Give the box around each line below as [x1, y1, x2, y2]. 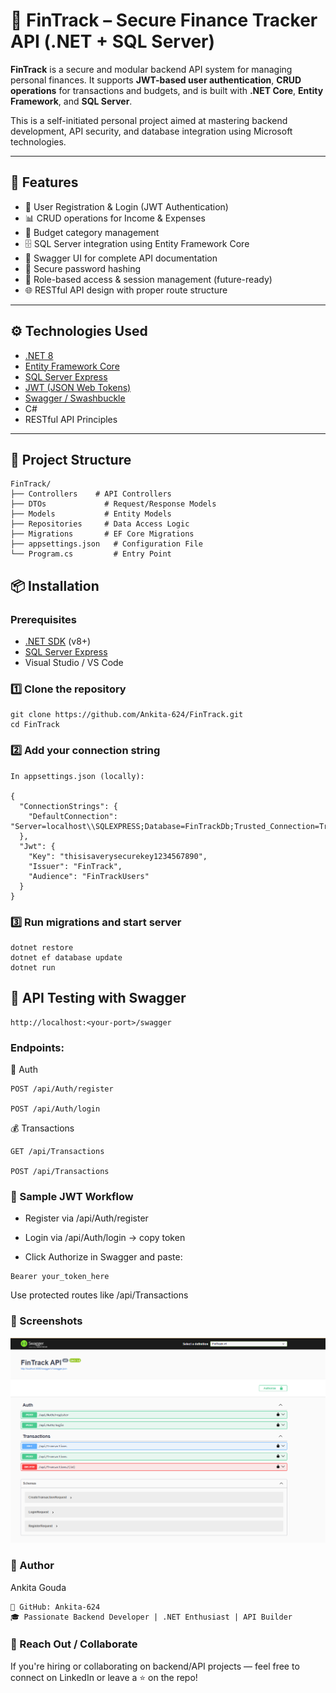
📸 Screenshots [10, 1314, 83, 1328]
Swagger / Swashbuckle [24, 392, 126, 404]
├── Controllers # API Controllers [10, 489, 172, 499]
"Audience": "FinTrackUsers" [28, 871, 150, 881]
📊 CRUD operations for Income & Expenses [24, 212, 206, 224]
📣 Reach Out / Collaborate [10, 1637, 138, 1651]
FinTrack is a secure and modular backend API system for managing [10, 63, 293, 75]
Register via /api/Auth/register [24, 1212, 149, 1224]
